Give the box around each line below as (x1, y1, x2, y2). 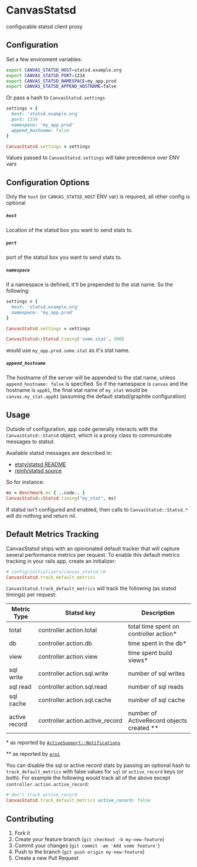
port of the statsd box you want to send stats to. (6, 254, 122, 261)
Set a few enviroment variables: (6, 55, 83, 62)
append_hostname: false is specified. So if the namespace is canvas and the (6, 380, 188, 387)
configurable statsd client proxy (6, 23, 83, 30)
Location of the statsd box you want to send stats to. (6, 227, 133, 234)
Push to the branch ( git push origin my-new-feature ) (14, 848, 145, 855)
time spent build (128, 649, 173, 657)
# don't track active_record (6, 792, 77, 798)
